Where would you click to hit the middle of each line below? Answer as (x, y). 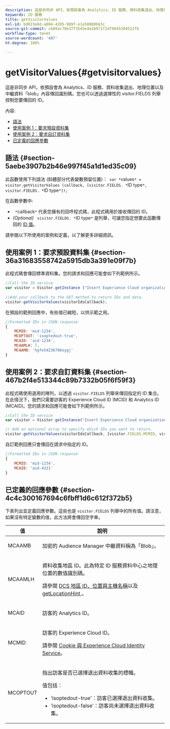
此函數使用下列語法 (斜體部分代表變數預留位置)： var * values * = (73, 179)
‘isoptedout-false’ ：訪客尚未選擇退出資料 (100, 706)
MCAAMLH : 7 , (27, 345)
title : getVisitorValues (31, 19)
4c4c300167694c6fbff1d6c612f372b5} (69, 498)
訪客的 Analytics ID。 (67, 613)
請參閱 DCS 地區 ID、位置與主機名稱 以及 (90, 586)
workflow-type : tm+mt (28, 33)
